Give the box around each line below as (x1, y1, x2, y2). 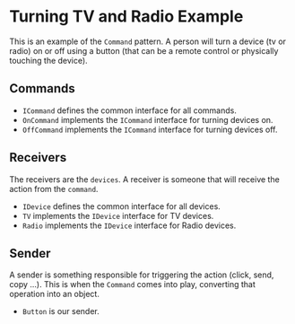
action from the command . (9, 183, 99, 194)
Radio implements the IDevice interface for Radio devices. (22, 220, 237, 231)
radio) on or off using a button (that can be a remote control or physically (9, 45, 279, 56)
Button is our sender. (22, 306, 100, 317)
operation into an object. (9, 289, 100, 300)
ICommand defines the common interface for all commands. (22, 105, 238, 116)
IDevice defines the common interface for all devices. (22, 200, 221, 212)
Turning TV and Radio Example (9, 6, 244, 27)
